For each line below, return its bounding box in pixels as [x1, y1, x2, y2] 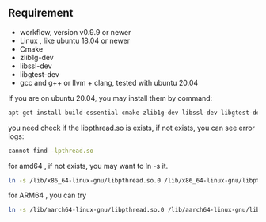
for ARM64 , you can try [8, 190, 87, 201]
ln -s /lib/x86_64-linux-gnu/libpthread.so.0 [8, 176, 161, 185]
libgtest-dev [19, 69, 59, 78]
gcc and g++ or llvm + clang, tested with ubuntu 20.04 [19, 78, 199, 87]
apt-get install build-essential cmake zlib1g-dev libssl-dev [8, 109, 218, 117]
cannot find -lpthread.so [8, 147, 93, 155]
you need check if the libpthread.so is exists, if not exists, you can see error [8, 123, 256, 132]
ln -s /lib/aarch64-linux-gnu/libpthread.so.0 [8, 206, 165, 214]
